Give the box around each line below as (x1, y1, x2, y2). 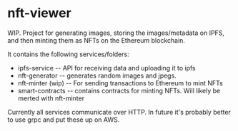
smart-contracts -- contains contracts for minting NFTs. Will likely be (17, 86, 221, 95)
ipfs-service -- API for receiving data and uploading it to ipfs (17, 63, 196, 72)
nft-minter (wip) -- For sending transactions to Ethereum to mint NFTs (17, 78, 223, 87)
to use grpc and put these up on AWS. (7, 115, 120, 124)
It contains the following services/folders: (7, 50, 130, 58)
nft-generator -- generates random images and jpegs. (17, 71, 177, 80)
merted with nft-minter (17, 94, 84, 103)
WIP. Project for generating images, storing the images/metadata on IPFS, (7, 28, 225, 37)
